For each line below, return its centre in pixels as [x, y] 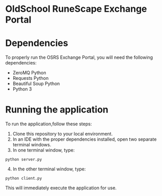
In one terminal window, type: [44, 150]
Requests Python [31, 78]
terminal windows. [32, 145]
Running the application [57, 110]
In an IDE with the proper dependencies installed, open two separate [85, 139]
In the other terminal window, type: [49, 169]
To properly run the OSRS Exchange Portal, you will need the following [79, 57]
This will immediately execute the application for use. [61, 188]
